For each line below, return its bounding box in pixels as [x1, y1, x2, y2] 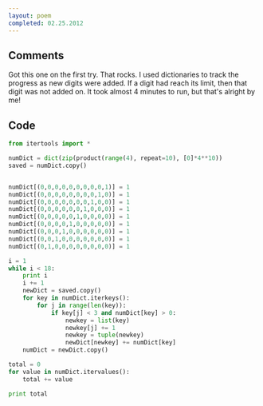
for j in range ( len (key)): [37, 301, 127, 309]
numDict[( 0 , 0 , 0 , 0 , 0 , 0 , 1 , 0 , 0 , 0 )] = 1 [8, 205, 130, 213]
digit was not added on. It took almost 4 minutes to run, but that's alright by [8, 87, 256, 97]
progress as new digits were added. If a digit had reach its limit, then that [8, 78, 248, 88]
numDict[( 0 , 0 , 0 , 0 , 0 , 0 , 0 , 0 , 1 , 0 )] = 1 [8, 190, 130, 198]
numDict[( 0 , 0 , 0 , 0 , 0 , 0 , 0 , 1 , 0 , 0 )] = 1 [8, 197, 130, 206]
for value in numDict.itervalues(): [8, 368, 130, 376]
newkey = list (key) [65, 316, 130, 324]
